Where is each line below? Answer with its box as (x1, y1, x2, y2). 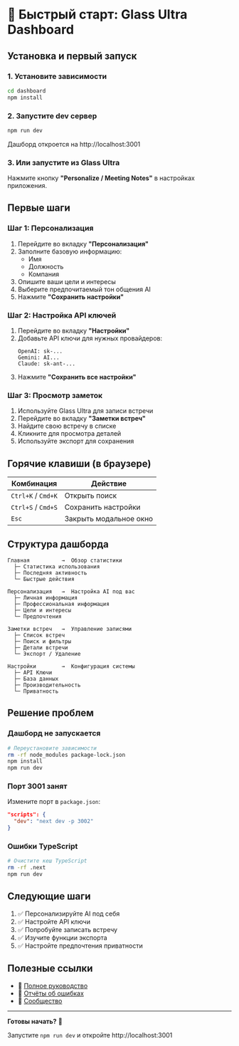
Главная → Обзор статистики (7, 557, 122, 564)
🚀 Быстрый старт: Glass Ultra (7, 6, 188, 23)
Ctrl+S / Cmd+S (11, 502, 58, 512)
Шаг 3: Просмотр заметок (7, 391, 103, 400)
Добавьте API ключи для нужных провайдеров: (17, 334, 162, 342)
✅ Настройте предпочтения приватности (17, 941, 144, 950)
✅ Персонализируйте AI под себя (17, 909, 120, 918)
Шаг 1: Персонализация (7, 224, 94, 234)
